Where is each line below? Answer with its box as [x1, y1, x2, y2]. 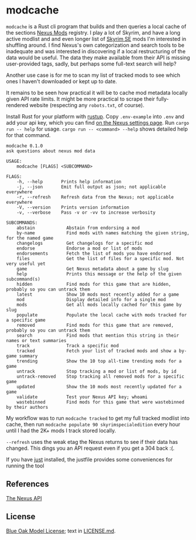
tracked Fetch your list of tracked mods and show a [16, 348, 177, 354]
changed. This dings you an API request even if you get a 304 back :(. [6, 445, 175, 452]
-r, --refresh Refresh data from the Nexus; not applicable [16, 194, 174, 200]
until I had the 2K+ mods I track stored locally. [6, 427, 116, 434]
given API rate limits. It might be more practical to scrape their [6, 95, 155, 102]
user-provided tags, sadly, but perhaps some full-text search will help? [6, 60, 177, 67]
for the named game [6, 235, 54, 241]
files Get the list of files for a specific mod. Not [16, 255, 184, 261]
